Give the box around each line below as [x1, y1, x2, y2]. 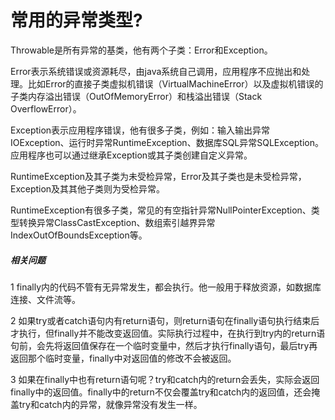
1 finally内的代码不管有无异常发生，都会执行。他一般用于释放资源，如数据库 [10, 281, 322, 293]
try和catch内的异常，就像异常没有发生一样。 [18, 398, 203, 410]
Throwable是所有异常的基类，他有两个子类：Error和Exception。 [10, 44, 273, 56]
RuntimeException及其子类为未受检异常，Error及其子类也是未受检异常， [10, 170, 307, 182]
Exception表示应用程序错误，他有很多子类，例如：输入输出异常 [10, 124, 271, 136]
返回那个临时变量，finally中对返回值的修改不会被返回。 [10, 352, 237, 364]
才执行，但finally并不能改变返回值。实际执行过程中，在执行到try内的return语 [10, 327, 326, 339]
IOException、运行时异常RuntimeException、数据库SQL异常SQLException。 [10, 136, 324, 148]
